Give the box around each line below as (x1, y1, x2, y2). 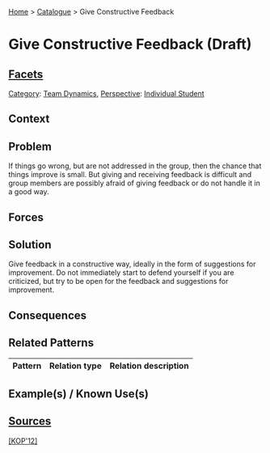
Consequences (8, 308, 87, 322)
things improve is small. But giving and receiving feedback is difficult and (8, 170, 252, 180)
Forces (8, 210, 44, 224)
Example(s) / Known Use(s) (8, 387, 150, 400)
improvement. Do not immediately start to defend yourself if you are (8, 268, 234, 277)
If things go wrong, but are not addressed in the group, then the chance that (8, 161, 262, 171)
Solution (8, 238, 52, 252)
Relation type (49, 360, 103, 371)
